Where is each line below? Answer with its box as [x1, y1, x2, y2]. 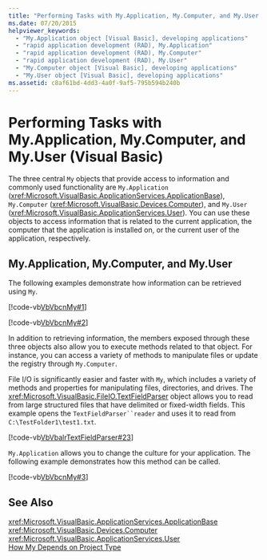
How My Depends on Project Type [8, 542, 122, 552]
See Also [8, 495, 54, 509]
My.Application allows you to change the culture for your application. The [8, 448, 251, 458]
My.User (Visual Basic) [8, 148, 164, 165]
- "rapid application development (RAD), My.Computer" [15, 49, 202, 57]
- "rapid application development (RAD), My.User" [15, 57, 188, 65]
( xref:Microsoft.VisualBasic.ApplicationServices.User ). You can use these [8, 208, 250, 217]
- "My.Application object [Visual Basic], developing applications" [15, 34, 249, 43]
